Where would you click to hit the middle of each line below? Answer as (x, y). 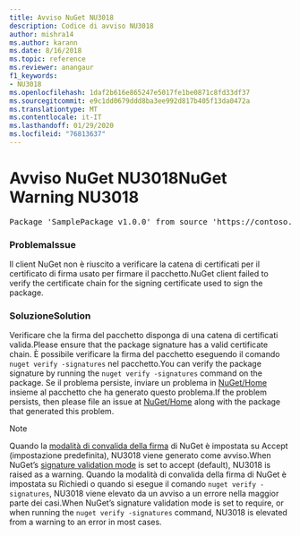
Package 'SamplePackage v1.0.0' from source (109, 221)
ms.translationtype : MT (54, 109)
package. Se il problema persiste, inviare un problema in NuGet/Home (138, 383)
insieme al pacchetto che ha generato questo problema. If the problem (138, 392)
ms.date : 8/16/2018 (46, 51)
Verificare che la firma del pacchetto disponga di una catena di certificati (144, 336)
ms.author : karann (43, 43)
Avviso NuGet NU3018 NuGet (118, 179)
